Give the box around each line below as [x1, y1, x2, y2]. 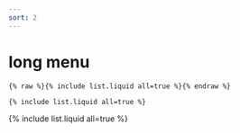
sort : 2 [8, 13, 38, 22]
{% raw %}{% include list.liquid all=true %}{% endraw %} [8, 82, 231, 91]
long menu [8, 51, 90, 72]
